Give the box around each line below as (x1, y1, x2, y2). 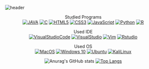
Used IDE (73, 29, 93, 34)
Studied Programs (64, 14, 102, 20)
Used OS (74, 44, 93, 49)
